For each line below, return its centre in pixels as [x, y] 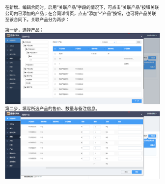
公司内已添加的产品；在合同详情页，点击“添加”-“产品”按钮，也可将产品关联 [81, 13]
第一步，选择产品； [25, 30]
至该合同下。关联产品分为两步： [37, 19]
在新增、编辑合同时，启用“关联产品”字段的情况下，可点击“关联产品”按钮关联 [82, 7]
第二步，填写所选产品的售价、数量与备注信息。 [52, 109]
